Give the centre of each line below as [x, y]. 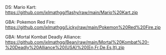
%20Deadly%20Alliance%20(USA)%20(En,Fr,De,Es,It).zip [65, 47]
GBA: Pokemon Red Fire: [30, 22]
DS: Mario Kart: [21, 7]
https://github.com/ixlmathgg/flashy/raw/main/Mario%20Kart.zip [72, 12]
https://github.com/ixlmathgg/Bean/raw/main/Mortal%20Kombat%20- [77, 42]
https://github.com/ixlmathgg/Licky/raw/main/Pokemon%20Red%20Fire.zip [83, 27]
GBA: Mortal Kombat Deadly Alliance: [43, 37]
